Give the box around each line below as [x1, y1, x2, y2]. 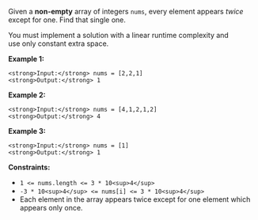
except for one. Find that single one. [8, 15, 127, 25]
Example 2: [8, 90, 46, 100]
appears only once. [19, 203, 83, 212]
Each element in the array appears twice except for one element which [19, 195, 251, 204]
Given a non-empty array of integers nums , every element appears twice [8, 7, 244, 16]
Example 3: [8, 127, 46, 135]
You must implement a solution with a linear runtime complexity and [8, 31, 230, 40]
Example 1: [8, 55, 45, 63]
